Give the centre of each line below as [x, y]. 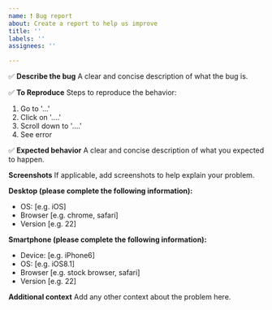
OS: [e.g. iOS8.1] [47, 264]
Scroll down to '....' [51, 126]
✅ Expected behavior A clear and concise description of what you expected [136, 150]
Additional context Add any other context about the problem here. [120, 297]
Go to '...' [35, 109]
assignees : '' [32, 46]
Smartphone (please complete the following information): [108, 239]
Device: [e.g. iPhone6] [58, 256]
